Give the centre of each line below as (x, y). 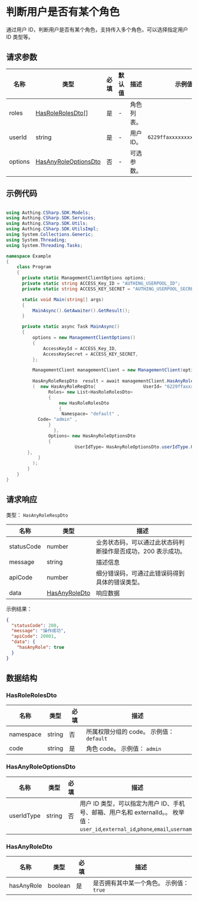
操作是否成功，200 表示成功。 (144, 551)
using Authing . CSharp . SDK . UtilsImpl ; (52, 229)
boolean (59, 886)
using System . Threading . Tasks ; (44, 245)
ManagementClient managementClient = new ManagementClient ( (108, 370)
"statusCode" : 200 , (35, 625)
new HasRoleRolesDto (84, 403)
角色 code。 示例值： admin (124, 749)
